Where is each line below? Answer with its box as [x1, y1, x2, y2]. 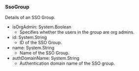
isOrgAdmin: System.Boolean [12, 24, 71, 30]
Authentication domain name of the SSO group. [19, 60, 115, 67]
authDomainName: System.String [12, 55, 80, 61]
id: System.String [12, 34, 47, 40]
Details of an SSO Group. [5, 15, 55, 21]
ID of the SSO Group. [19, 40, 62, 46]
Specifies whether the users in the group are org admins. [19, 29, 135, 35]
